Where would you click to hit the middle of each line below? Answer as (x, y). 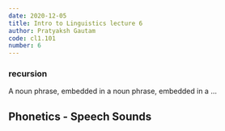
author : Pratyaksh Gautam (52, 31)
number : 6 (25, 46)
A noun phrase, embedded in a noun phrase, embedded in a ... (112, 91)
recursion (28, 74)
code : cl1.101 (32, 38)
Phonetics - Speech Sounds (80, 116)
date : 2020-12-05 (38, 16)
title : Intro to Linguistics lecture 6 (76, 23)
